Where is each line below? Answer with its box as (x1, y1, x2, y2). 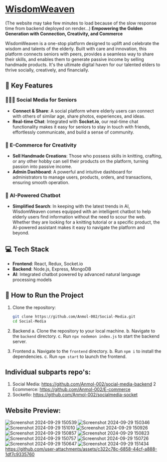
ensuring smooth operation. (12, 179, 70, 185)
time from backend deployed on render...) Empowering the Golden (5, 25, 143, 31)
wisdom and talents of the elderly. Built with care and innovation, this (5, 45, 147, 51)
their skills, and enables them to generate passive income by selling (5, 56, 145, 62)
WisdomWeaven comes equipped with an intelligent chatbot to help (12, 208, 151, 214)
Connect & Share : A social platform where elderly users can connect (12, 107, 154, 113)
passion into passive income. (12, 163, 72, 169)
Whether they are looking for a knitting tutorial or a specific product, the (12, 219, 161, 225)
